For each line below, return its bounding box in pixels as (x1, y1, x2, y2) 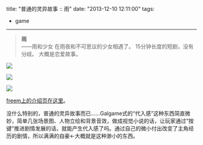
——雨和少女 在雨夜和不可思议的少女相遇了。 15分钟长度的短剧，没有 (21, 43, 194, 50)
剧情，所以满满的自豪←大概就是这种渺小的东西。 (16, 132, 139, 140)
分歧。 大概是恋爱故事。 (21, 51, 82, 57)
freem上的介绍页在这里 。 (6, 97, 69, 104)
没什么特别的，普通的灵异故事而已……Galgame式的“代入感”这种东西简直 (6, 110, 185, 117)
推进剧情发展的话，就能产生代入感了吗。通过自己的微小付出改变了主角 (14, 125, 189, 132)
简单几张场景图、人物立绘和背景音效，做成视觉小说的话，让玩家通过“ (16, 117, 189, 125)
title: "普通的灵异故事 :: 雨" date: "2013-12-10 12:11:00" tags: (6, 5, 155, 12)
